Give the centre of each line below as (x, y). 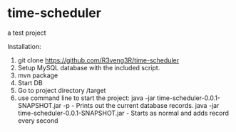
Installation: (24, 46)
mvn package (38, 75)
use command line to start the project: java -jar (86, 98)
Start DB (30, 82)
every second (38, 120)
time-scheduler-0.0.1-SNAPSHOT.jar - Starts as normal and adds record (123, 113)
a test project (27, 33)
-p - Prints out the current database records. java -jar (141, 105)
